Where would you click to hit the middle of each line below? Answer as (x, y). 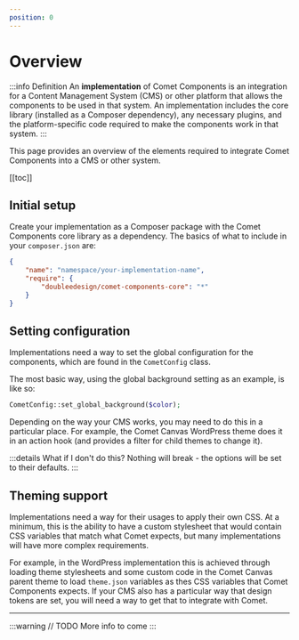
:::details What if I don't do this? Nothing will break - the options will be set (145, 458)
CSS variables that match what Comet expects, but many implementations (145, 536)
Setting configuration (70, 332)
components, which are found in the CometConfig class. (110, 362)
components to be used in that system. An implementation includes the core (149, 105)
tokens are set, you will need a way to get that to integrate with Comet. (139, 601)
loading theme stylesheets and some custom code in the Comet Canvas (141, 572)
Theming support (59, 495)
